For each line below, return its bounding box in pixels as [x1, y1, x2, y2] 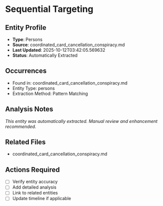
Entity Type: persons [12, 85, 55, 91]
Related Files [5, 138, 46, 146]
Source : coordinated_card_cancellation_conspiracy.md [12, 42, 125, 48]
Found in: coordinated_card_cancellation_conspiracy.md [12, 80, 128, 86]
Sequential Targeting [5, 3, 93, 15]
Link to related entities [12, 190, 58, 196]
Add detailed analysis [12, 184, 57, 190]
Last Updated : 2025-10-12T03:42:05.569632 [12, 47, 105, 53]
